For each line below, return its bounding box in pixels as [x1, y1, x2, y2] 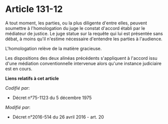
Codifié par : [5, 85, 30, 91]
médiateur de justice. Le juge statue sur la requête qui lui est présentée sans [5, 30, 163, 36]
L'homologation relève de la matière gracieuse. [5, 45, 102, 51]
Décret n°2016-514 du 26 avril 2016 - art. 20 [12, 114, 104, 120]
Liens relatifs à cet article [5, 75, 59, 81]
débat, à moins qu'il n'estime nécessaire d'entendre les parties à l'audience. [5, 36, 163, 42]
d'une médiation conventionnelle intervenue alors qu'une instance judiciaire [5, 60, 162, 66]
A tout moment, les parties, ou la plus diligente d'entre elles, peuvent [5, 20, 147, 26]
